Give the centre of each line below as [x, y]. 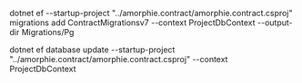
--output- [275, 23]
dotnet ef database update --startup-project [92, 50]
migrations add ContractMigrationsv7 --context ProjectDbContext [133, 23]
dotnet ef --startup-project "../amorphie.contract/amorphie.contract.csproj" [151, 13]
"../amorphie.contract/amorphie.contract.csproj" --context [119, 59]
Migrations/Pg [48, 32]
